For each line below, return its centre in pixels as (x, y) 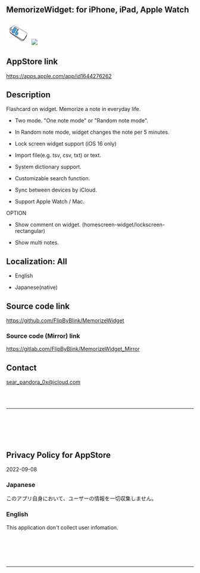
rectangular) (30, 231)
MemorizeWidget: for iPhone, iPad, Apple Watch (98, 10)
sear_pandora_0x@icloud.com (43, 382)
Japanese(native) (36, 287)
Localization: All (37, 261)
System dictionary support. (48, 167)
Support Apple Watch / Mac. (50, 202)
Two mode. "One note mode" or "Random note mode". (82, 121)
